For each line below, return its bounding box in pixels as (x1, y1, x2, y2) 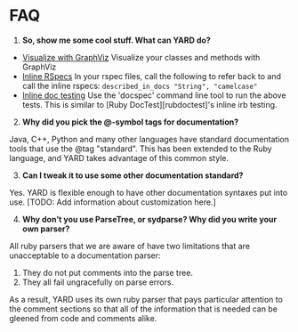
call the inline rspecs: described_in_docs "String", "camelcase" (21, 80, 258, 91)
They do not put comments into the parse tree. (21, 267, 194, 278)
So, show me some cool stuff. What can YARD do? (21, 35, 211, 45)
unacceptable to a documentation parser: (9, 250, 162, 261)
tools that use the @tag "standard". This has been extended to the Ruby (9, 143, 273, 154)
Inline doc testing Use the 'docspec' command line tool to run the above (21, 90, 286, 101)
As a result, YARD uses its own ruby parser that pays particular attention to (9, 294, 283, 304)
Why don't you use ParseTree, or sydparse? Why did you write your (21, 214, 278, 224)
